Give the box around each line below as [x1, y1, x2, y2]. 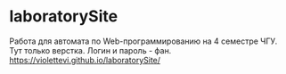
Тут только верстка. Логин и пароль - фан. [9, 45, 172, 55]
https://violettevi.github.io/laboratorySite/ [9, 54, 161, 65]
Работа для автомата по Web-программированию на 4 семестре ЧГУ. [9, 36, 278, 46]
